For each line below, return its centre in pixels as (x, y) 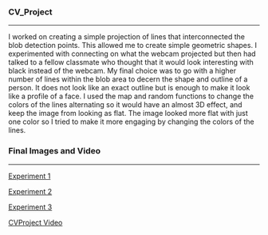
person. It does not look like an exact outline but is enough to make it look (129, 88)
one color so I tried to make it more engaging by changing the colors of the (131, 121)
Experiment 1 (30, 176)
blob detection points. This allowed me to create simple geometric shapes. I (133, 46)
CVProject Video (35, 222)
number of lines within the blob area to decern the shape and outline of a (128, 79)
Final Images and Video (55, 151)
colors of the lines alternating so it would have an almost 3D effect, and (125, 105)
